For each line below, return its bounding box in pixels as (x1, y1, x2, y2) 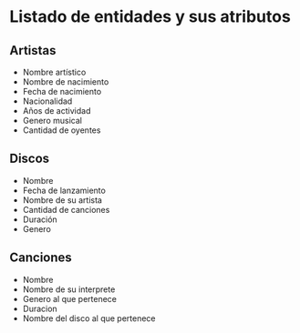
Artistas (9, 43, 57, 58)
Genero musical (22, 116, 82, 126)
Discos (9, 151, 50, 166)
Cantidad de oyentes (22, 125, 101, 136)
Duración (22, 214, 57, 225)
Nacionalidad (22, 96, 73, 106)
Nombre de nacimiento (22, 76, 109, 87)
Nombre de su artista (22, 194, 103, 206)
